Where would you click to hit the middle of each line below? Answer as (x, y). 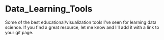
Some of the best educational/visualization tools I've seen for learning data (81, 22)
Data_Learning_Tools (49, 9)
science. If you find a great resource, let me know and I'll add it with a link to (82, 27)
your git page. (19, 32)
